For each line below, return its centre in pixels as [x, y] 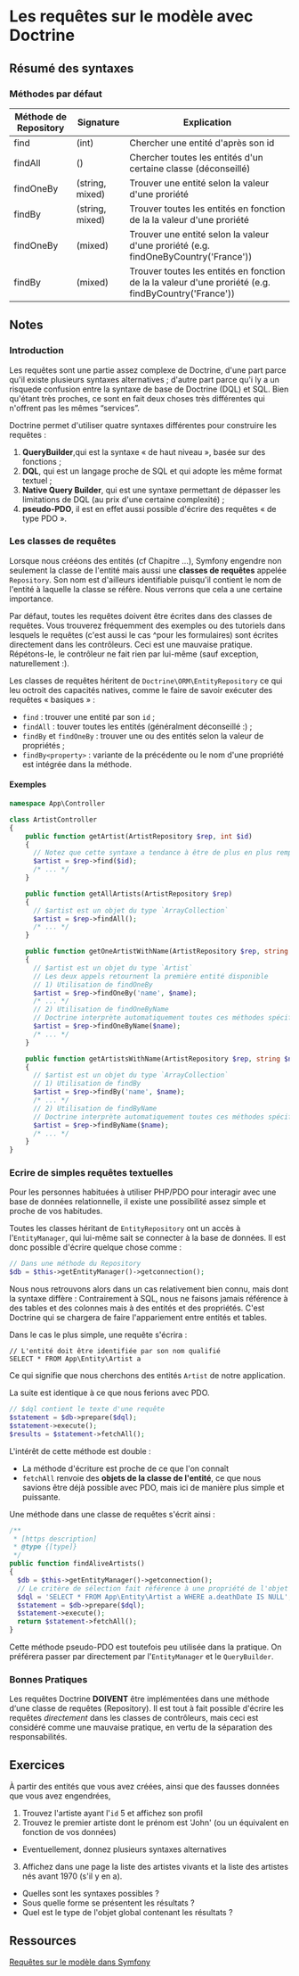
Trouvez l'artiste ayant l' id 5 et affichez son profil [112, 1814]
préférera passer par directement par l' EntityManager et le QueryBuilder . [141, 1657]
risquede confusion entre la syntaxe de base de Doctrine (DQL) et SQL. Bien [149, 389]
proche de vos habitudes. [56, 1211]
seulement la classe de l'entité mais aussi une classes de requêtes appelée [148, 570]
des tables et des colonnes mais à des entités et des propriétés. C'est [137, 1308]
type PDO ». [44, 518]
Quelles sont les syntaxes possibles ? [91, 1894]
